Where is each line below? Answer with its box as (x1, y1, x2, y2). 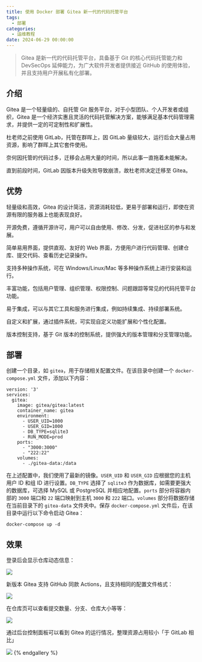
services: (6, 392, 31, 398)
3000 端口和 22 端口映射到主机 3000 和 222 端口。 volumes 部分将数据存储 (17, 494, 195, 502)
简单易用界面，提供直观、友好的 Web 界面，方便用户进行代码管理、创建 (6, 244, 184, 251)
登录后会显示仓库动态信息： (6, 556, 75, 564)
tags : (6, 14, 20, 20)
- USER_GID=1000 (22, 423, 63, 430)
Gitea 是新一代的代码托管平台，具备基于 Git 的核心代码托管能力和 (20, 54, 183, 61)
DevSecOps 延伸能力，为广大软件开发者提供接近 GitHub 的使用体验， (20, 61, 194, 69)
